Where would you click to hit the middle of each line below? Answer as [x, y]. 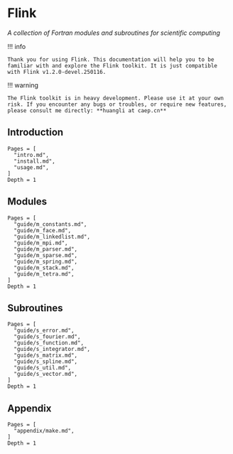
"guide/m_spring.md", [46, 261]
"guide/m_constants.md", [50, 224]
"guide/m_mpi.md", [41, 243]
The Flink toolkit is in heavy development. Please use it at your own [115, 98]
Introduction [36, 133]
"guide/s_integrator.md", [52, 350]
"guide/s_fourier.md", [47, 337]
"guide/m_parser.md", [46, 249]
